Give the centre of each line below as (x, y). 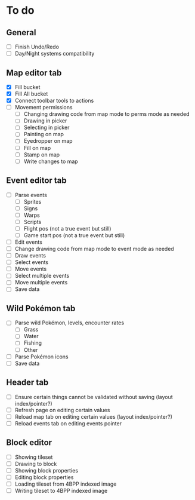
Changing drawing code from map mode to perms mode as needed (106, 114)
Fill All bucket (31, 94)
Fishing (33, 343)
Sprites (32, 201)
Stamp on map (42, 154)
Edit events (29, 242)
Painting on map (44, 134)
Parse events (31, 195)
